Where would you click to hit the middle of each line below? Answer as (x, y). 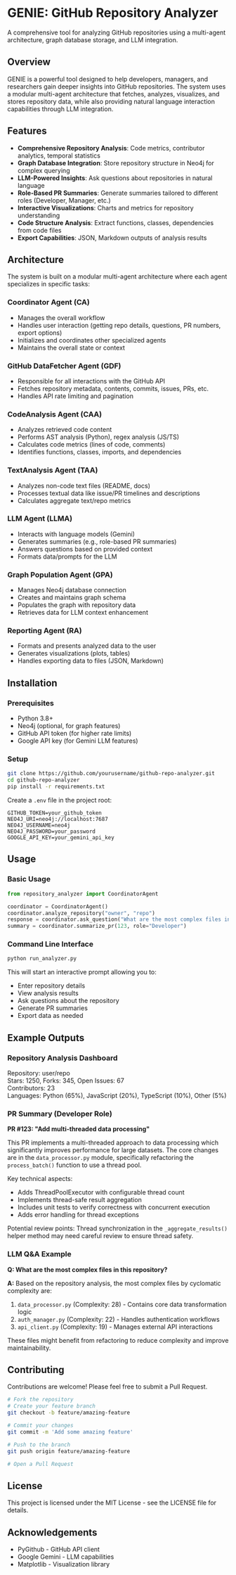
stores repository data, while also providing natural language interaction (111, 101)
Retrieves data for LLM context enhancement (83, 613)
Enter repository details (51, 986)
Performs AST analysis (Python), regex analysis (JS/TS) (98, 437)
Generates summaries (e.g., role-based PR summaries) (97, 541)
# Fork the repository (40, 1400)
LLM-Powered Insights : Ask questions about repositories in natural (115, 178)
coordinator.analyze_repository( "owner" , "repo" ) (81, 913)
